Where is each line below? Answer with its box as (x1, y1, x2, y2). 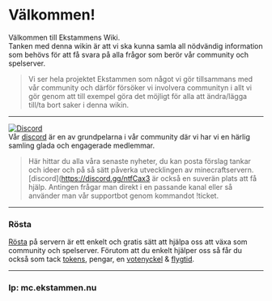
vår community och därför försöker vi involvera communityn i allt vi (28, 83, 253, 92)
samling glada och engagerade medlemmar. (8, 140, 155, 150)
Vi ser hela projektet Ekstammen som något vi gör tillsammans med (28, 74, 253, 84)
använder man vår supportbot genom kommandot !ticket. (28, 191, 219, 200)
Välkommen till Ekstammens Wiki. (8, 32, 121, 42)
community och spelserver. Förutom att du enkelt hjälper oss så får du (8, 246, 243, 256)
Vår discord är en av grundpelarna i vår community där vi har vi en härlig (8, 131, 251, 141)
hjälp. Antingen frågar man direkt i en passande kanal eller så (28, 182, 233, 191)
